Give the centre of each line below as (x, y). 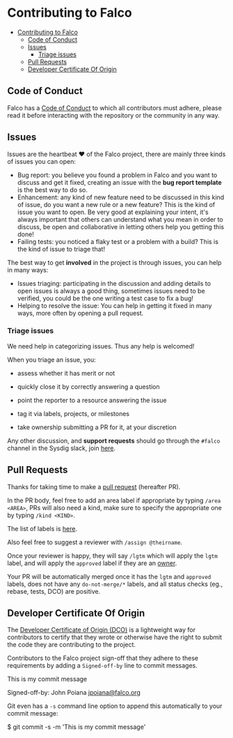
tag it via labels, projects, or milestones (73, 413)
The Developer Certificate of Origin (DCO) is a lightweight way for (102, 630)
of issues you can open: (42, 161)
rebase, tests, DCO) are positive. (54, 591)
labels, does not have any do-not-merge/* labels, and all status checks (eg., (115, 584)
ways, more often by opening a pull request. (80, 313)
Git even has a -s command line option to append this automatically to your (115, 706)
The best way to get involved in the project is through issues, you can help (114, 262)
